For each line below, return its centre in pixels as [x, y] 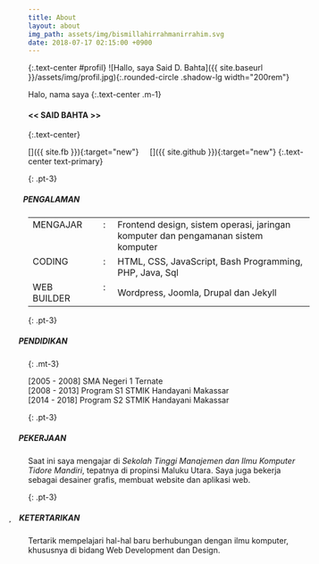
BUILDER [51, 298]
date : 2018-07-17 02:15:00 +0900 [90, 42]
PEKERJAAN [42, 437]
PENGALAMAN [51, 199]
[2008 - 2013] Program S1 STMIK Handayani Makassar [129, 391]
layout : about [55, 26]
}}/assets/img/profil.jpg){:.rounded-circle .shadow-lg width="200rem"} [159, 78]
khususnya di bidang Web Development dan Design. [124, 551]
